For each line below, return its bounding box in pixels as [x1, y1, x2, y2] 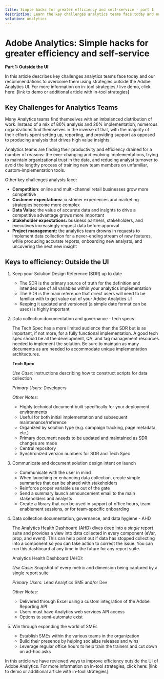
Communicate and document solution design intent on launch [12, 460, 136, 466]
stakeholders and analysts [19, 495, 72, 501]
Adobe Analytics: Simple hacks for [5, 37, 149, 48]
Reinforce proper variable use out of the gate [19, 485, 110, 491]
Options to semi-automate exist [19, 614, 83, 620]
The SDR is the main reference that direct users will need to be [19, 290, 145, 296]
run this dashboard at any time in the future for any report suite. [12, 545, 141, 551]
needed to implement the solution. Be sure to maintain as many [12, 341, 139, 347]
